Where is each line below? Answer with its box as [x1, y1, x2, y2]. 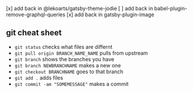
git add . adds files [14, 74, 64, 81]
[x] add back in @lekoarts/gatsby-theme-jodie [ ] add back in [6, 5, 153, 12]
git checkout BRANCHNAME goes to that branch [14, 68, 124, 75]
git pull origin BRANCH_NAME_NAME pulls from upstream [14, 49, 148, 56]
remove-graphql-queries [6, 11, 66, 18]
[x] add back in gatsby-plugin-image [66, 11, 155, 18]
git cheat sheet [6, 28, 62, 38]
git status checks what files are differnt [14, 43, 113, 50]
